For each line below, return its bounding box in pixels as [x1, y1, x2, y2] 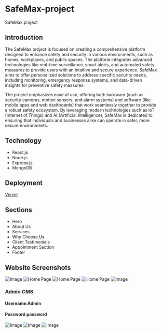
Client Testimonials [12, 239, 50, 245]
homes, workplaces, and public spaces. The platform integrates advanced [5, 57, 153, 62]
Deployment [5, 179, 43, 187]
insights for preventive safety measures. [5, 82, 85, 88]
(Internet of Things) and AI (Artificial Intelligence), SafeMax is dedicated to [5, 112, 153, 118]
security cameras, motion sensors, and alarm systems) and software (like [5, 97, 151, 103]
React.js [12, 149, 28, 155]
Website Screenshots [5, 263, 71, 272]
